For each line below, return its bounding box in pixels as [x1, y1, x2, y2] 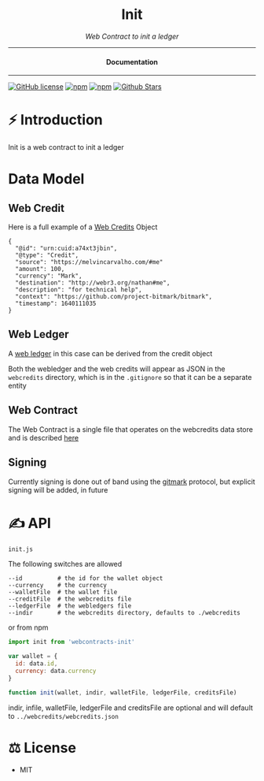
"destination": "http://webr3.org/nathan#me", [15, 279, 170, 287]
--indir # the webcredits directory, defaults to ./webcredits [8, 609, 241, 617]
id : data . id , [15, 660, 58, 668]
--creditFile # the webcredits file [8, 595, 132, 604]
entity [8, 381, 27, 390]
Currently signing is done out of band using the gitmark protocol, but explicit [8, 477, 255, 486]
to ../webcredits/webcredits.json [8, 711, 119, 720]
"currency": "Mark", [15, 272, 82, 281]
